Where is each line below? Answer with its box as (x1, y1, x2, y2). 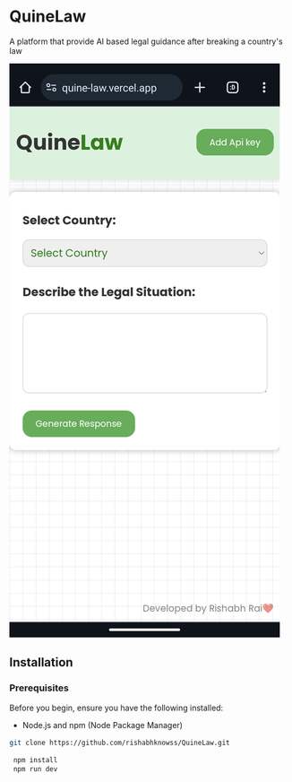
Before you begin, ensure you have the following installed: (9, 702, 224, 713)
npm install (13, 755, 58, 764)
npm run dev (13, 765, 58, 774)
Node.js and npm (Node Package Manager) (21, 719, 184, 730)
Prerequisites (9, 682, 69, 694)
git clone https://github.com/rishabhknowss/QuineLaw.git (9, 738, 230, 747)
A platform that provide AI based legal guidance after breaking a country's (9, 36, 284, 47)
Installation (9, 655, 73, 670)
